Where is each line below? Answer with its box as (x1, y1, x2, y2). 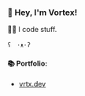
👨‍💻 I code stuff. (7, 25, 57, 34)
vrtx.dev (18, 79, 46, 88)
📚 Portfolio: (7, 59, 48, 68)
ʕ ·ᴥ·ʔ (7, 41, 31, 49)
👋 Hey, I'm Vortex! (7, 7, 78, 18)
